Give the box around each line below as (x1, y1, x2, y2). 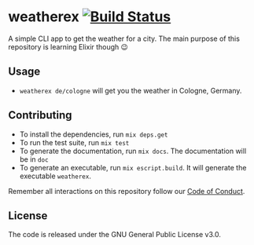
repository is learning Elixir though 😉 (8, 42, 128, 51)
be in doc (19, 154, 49, 164)
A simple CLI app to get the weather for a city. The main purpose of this (8, 34, 240, 43)
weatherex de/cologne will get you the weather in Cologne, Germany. (19, 86, 242, 95)
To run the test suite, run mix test (19, 137, 130, 147)
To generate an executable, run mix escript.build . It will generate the (19, 163, 247, 172)
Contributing (8, 108, 72, 122)
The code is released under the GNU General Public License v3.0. (8, 230, 222, 240)
